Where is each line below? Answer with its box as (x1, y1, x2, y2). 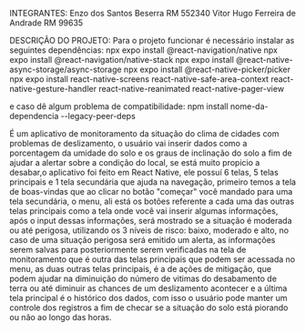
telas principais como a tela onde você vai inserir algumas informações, (9, 206, 279, 216)
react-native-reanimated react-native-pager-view (98, 84, 285, 94)
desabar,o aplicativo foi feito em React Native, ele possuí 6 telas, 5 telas (9, 167, 280, 177)
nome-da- (230, 101, 269, 112)
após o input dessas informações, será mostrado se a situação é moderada (9, 216, 293, 226)
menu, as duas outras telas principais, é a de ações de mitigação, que (9, 264, 271, 274)
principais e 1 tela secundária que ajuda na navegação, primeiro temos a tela (9, 176, 297, 187)
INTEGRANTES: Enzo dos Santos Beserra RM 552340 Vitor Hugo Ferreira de (9, 8, 297, 18)
